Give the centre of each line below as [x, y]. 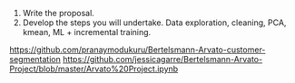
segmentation [35, 59]
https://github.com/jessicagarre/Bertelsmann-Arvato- [162, 59]
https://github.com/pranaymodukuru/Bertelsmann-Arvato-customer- [138, 50]
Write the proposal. [59, 13]
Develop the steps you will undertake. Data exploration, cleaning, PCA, [154, 23]
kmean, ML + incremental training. [87, 32]
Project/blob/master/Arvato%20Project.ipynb [94, 69]
